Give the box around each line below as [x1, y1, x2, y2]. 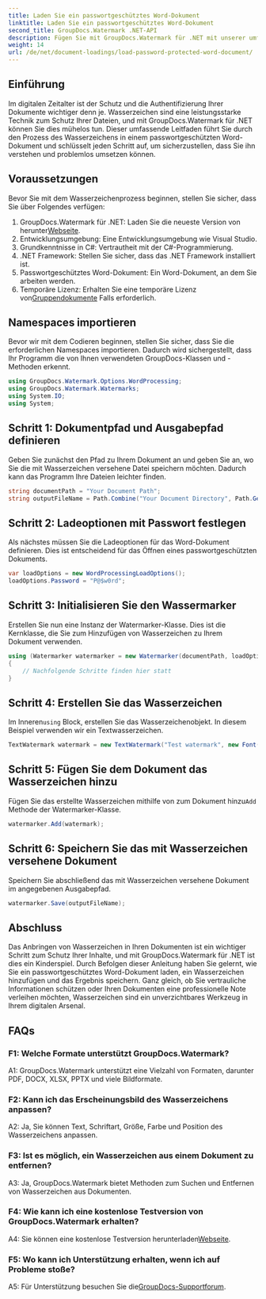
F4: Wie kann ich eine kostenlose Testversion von [8, 1206, 203, 1217]
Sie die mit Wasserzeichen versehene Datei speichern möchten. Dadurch [8, 463, 247, 472]
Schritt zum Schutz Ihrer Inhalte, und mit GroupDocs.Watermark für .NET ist [8, 950, 256, 960]
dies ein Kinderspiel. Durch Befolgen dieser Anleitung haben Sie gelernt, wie [8, 959, 257, 969]
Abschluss [8, 921, 63, 934]
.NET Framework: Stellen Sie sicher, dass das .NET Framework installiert [19, 250, 256, 260]
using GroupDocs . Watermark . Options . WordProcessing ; [8, 377, 182, 385]
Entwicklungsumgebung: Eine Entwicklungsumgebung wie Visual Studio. [19, 234, 257, 243]
